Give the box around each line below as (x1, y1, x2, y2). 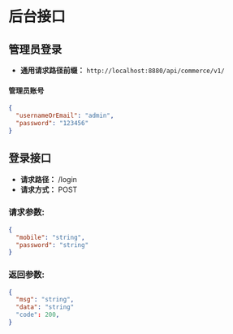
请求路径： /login (19, 174, 77, 184)
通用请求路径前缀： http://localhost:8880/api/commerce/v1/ (19, 66, 225, 75)
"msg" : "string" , (15, 296, 75, 304)
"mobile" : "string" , (15, 233, 85, 241)
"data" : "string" (15, 303, 75, 311)
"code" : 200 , (15, 310, 60, 319)
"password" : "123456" (15, 119, 89, 127)
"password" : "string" (15, 241, 89, 249)
